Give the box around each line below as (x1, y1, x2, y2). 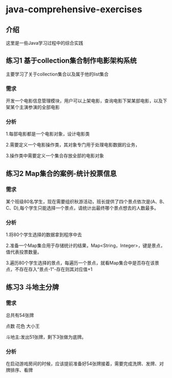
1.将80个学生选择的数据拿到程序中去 (6, 232, 82, 238)
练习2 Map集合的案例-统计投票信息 (6, 169, 117, 178)
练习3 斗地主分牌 (6, 282, 59, 291)
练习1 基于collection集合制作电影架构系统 (6, 56, 137, 65)
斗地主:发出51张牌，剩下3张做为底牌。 (6, 334, 87, 340)
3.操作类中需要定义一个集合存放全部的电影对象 (6, 153, 104, 159)
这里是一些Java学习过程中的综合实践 (6, 40, 83, 46)
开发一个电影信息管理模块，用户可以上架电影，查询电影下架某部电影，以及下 (6, 98, 167, 104)
